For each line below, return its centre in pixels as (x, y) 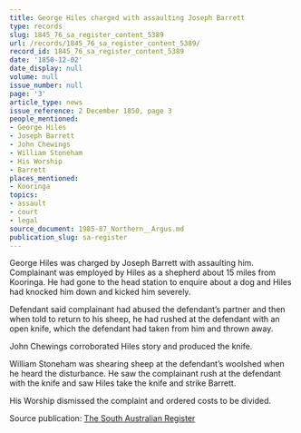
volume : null (34, 77)
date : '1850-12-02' (46, 60)
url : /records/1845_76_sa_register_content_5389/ (105, 43)
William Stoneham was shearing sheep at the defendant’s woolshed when (147, 364)
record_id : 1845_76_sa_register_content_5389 (97, 52)
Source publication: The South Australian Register (102, 418)
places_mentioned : (44, 178)
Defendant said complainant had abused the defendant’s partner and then (147, 310)
